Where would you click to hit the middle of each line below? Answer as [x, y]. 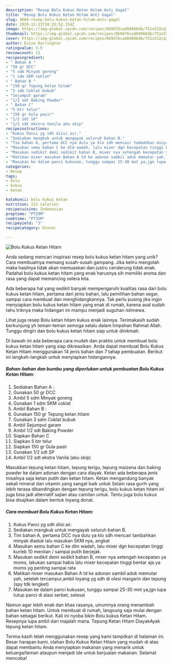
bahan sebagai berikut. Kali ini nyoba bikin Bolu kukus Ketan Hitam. [77, 615]
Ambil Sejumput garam [37, 425]
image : [13, 29]
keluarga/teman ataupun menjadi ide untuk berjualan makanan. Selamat [81, 652]
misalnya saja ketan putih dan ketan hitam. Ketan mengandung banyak [80, 478]
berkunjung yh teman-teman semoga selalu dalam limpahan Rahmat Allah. [84, 325]
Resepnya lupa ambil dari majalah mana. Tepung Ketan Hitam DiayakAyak [83, 621]
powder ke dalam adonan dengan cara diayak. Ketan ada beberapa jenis [82, 473]
